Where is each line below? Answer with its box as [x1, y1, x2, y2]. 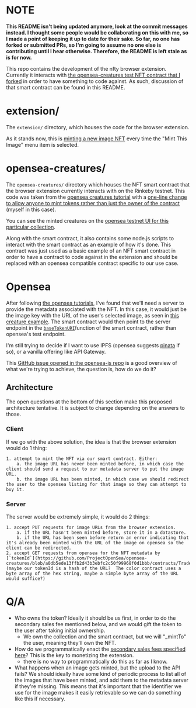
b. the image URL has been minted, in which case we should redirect [16, 476, 190, 482]
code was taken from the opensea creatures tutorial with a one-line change [6, 194, 187, 201]
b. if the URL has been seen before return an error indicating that [16, 535, 190, 541]
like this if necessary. [14, 695, 66, 702]
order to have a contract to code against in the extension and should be [6, 253, 178, 260]
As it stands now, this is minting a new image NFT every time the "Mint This [6, 135, 187, 142]
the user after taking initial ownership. [14, 627, 106, 634]
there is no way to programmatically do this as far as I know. [23, 658, 168, 665]
